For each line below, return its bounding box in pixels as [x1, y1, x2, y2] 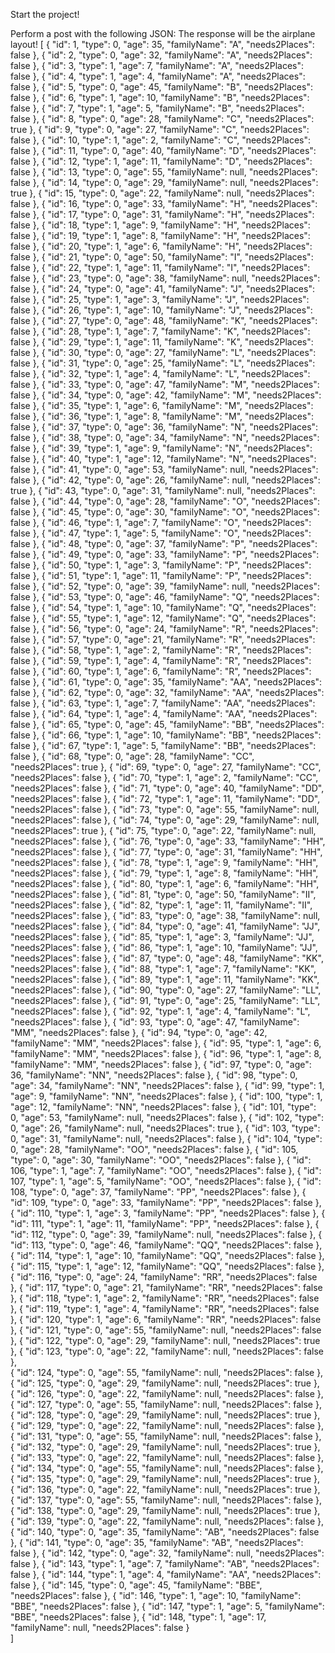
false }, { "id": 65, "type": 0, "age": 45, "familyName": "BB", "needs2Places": [10, 719, 325, 730]
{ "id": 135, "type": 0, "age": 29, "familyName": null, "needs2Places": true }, [10, 1473, 320, 1484]
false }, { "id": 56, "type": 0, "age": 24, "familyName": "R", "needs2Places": [10, 623, 319, 634]
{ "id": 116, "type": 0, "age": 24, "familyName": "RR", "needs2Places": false [10, 1271, 318, 1283]
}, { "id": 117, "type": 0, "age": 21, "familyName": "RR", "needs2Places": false [10, 1282, 323, 1293]
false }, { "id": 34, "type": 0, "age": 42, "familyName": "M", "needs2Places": [10, 389, 322, 401]
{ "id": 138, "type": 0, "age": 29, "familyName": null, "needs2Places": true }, [10, 1505, 321, 1516]
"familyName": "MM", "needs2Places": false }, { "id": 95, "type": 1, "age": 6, [10, 1037, 322, 1049]
